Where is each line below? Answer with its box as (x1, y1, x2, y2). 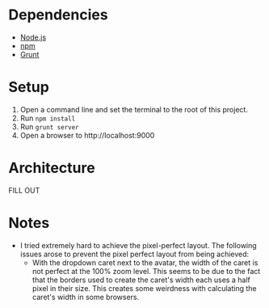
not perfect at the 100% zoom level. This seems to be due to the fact (32, 266, 261, 276)
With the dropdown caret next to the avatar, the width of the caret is (32, 257, 258, 268)
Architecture (8, 159, 95, 177)
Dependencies (8, 6, 108, 24)
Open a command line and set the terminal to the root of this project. (19, 104, 249, 114)
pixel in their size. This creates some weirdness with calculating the (32, 283, 257, 293)
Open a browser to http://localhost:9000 (19, 130, 155, 140)
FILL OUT (8, 185, 40, 195)
